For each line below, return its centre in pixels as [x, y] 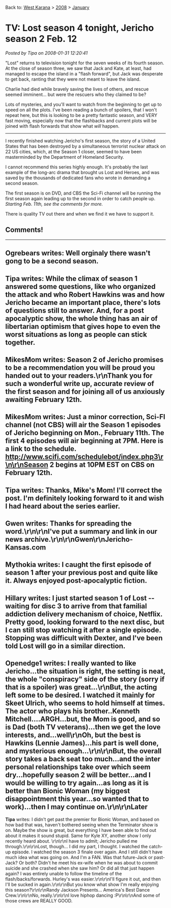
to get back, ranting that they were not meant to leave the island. [73, 79]
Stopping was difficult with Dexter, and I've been [84, 638]
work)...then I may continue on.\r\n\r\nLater [77, 807]
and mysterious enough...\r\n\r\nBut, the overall [83, 751]
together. [20, 342]
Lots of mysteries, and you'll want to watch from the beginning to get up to [83, 104]
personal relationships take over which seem [78, 767]
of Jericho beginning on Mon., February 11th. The [85, 433]
